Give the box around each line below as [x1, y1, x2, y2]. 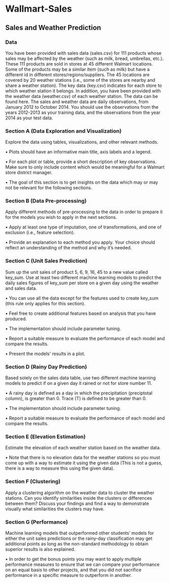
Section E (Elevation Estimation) [5, 433, 86, 440]
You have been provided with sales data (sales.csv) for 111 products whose [5, 50, 161, 56]
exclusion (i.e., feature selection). [5, 230, 75, 236]
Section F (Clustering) [5, 478, 61, 485]
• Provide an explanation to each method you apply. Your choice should [5, 239, 155, 245]
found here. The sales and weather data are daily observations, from [5, 99, 149, 105]
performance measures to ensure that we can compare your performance [5, 561, 160, 567]
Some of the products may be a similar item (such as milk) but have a [5, 66, 150, 72]
